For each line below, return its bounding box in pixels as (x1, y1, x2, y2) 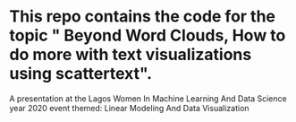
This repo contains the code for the (9, 6, 275, 27)
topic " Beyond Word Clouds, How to (9, 25, 286, 46)
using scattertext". (9, 64, 152, 84)
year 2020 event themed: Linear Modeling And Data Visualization (9, 102, 249, 113)
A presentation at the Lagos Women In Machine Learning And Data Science (9, 92, 288, 104)
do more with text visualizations (9, 45, 252, 65)
